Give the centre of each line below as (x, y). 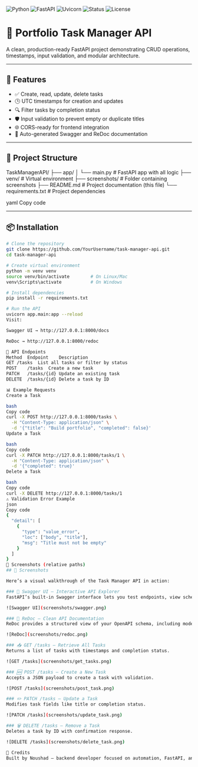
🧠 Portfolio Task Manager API (79, 33)
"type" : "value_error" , (51, 532)
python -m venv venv (32, 271)
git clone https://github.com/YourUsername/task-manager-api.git (88, 249)
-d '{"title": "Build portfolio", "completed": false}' (81, 428)
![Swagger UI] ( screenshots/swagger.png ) (57, 608)
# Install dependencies (35, 292)
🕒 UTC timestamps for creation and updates (69, 101)
